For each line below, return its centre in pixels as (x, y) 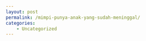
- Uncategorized (37, 29)
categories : (20, 23)
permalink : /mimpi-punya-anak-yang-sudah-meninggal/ (73, 17)
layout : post (22, 12)
